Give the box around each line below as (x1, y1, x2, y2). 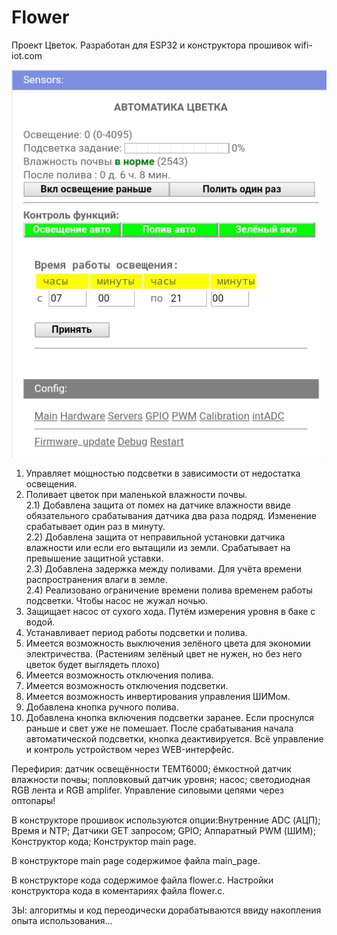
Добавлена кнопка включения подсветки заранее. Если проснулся (25, 712, 314, 724)
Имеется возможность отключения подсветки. (25, 680, 229, 692)
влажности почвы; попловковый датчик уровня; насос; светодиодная (11, 774, 311, 786)
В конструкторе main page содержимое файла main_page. (11, 855, 261, 867)
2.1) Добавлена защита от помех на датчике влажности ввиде (25, 499, 292, 511)
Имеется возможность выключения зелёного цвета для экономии (25, 637, 311, 650)
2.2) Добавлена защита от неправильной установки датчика (25, 531, 286, 543)
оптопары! (11, 795, 56, 807)
